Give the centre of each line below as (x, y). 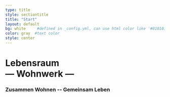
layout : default (22, 24)
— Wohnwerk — (40, 74)
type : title (18, 10)
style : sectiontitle (27, 15)
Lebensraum (32, 63)
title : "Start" (21, 19)
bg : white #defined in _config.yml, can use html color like (75, 29)
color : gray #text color (32, 33)
